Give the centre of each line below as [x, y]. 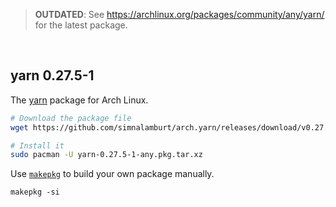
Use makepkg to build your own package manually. [112, 174]
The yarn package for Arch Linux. [79, 100]
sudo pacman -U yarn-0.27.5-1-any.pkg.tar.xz [106, 155]
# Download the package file [71, 118]
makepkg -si [35, 192]
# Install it [37, 145]
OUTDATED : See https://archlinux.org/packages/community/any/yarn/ [179, 14]
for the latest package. [81, 25]
